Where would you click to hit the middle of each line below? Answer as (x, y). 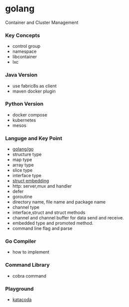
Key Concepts (23, 35)
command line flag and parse (42, 228)
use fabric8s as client (34, 86)
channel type (26, 207)
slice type (22, 170)
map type (22, 160)
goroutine (22, 197)
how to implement (31, 252)
